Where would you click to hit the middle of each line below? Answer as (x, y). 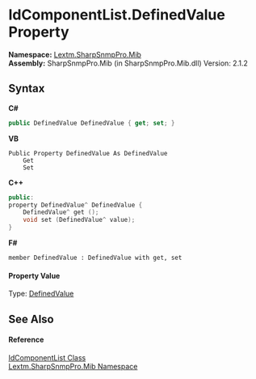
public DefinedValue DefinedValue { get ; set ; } (92, 123)
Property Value (34, 275)
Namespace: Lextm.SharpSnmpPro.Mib (75, 54)
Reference (26, 340)
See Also (31, 319)
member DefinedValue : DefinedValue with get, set (95, 258)
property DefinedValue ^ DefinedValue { (76, 205)
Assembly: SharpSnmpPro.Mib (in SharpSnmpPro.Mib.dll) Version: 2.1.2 (128, 63)
